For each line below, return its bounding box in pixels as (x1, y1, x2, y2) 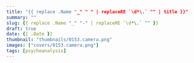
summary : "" (6, 14, 36, 20)
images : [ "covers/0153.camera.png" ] (6, 43, 99, 49)
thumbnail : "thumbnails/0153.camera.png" (6, 37, 113, 43)
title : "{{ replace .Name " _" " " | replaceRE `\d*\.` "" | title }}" (6, 8, 189, 15)
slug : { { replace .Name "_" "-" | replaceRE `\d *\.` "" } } (6, 20, 159, 26)
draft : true (6, 25, 36, 32)
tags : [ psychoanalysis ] (6, 48, 67, 54)
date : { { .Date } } (6, 31, 53, 37)
